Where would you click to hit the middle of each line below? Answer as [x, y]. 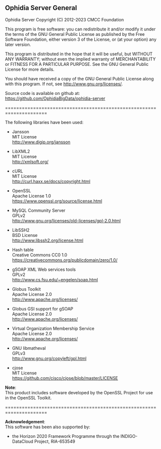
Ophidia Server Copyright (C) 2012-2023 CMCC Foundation [65, 19]
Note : [11, 387]
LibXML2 [21, 151]
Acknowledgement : [25, 421]
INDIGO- [129, 436]
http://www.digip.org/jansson [41, 142]
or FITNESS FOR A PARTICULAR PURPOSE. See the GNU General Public [77, 64]
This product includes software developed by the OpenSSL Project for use [79, 392]
